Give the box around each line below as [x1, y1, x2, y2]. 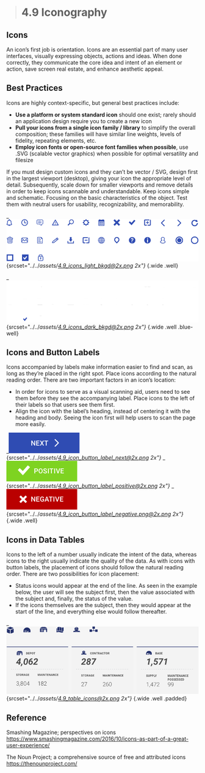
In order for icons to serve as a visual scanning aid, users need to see [15, 388, 190, 396]
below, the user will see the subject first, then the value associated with [15, 588, 195, 596]
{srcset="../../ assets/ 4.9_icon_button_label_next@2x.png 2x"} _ [6, 454, 166, 461]
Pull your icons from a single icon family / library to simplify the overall [15, 124, 196, 131]
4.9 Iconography [21, 5, 108, 20]
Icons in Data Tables [6, 535, 85, 545]
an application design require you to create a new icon [15, 117, 153, 124]
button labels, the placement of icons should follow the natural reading [6, 564, 184, 571]
